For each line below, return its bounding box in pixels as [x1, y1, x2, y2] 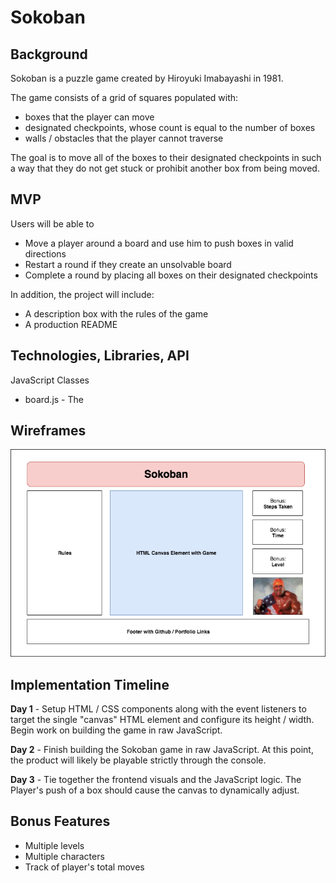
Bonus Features [10, 813, 111, 830]
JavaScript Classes [10, 374, 90, 386]
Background [10, 46, 88, 63]
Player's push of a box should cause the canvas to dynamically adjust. [10, 784, 300, 796]
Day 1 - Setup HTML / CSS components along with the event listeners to [10, 703, 307, 715]
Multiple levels [24, 839, 85, 851]
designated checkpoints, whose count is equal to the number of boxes [24, 122, 316, 133]
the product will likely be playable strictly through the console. [10, 754, 267, 766]
